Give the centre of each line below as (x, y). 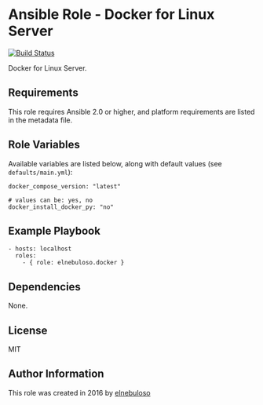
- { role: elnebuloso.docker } (73, 263)
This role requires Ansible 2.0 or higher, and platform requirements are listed (131, 111)
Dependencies (44, 287)
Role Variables (44, 145)
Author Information (56, 374)
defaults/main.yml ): (40, 172)
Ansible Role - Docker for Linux (111, 15)
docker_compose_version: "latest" (65, 186)
